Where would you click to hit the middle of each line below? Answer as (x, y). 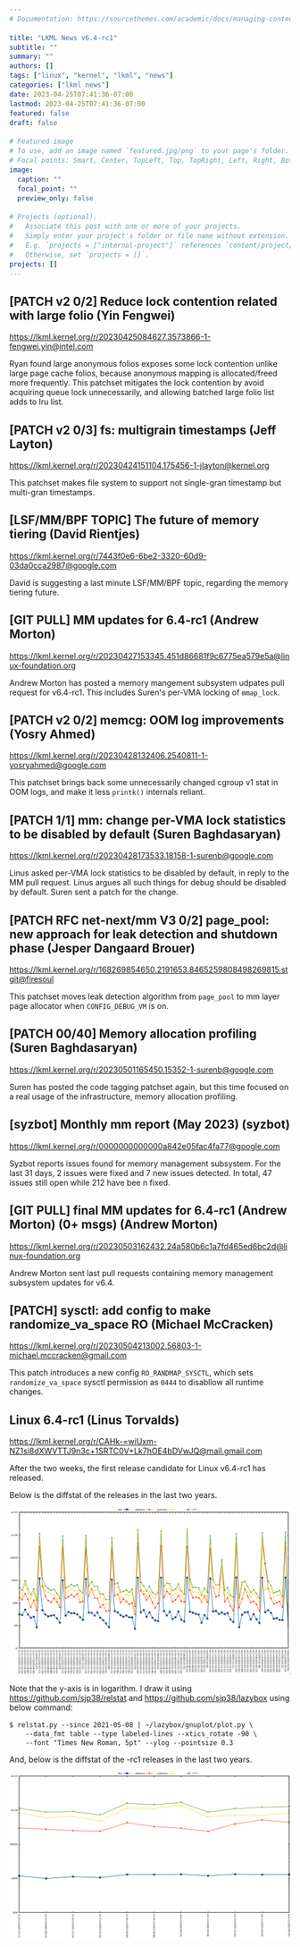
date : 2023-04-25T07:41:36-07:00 (71, 94)
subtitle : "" (33, 47)
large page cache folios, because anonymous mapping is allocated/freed (144, 373)
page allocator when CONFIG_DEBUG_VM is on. (89, 1006)
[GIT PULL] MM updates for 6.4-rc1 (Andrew (134, 620)
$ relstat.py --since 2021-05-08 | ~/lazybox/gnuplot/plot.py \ (131, 1725)
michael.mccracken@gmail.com (68, 1356)
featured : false (39, 113)
